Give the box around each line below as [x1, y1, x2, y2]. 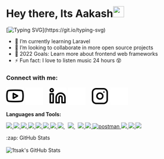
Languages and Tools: [6, 111, 62, 118]
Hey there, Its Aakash [6, 7, 113, 21]
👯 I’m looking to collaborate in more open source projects [14, 44, 154, 51]
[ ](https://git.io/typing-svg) [6, 26, 106, 33]
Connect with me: [6, 73, 58, 82]
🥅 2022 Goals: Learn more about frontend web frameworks [14, 50, 158, 57]
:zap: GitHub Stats [6, 134, 51, 141]
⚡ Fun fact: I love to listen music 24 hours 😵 [14, 56, 122, 64]
